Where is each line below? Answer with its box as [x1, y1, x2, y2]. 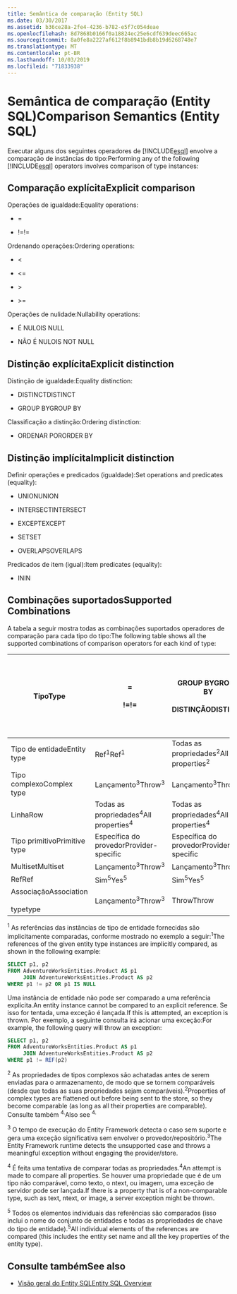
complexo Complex [11, 779, 73, 789]
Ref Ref [11, 875, 34, 885]
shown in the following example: [7, 947, 101, 956]
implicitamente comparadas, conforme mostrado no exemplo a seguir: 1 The [7, 931, 225, 941]
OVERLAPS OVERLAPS [17, 546, 83, 555]
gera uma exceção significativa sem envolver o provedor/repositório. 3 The [7, 1132, 222, 1142]
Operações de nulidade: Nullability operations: [7, 310, 140, 318]
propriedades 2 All [171, 747, 229, 759]
